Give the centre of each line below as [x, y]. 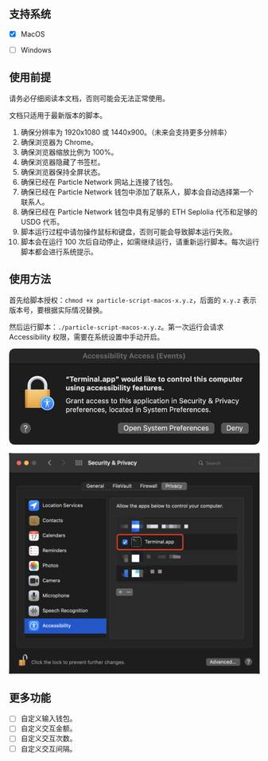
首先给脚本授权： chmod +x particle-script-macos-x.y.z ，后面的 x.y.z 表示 [133, 300]
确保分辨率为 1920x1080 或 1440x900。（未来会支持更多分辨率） [126, 132]
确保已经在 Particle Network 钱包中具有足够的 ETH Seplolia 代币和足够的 [139, 212]
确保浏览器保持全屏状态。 [62, 172]
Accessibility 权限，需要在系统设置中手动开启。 [87, 336]
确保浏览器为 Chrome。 [59, 142]
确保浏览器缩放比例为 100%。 [69, 152]
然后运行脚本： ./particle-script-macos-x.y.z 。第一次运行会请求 [117, 327]
